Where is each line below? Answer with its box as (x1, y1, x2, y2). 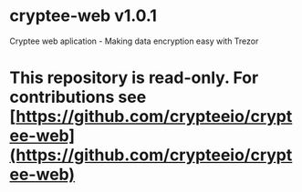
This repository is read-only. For (9, 67, 259, 88)
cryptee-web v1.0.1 (9, 5, 157, 26)
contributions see (9, 87, 147, 107)
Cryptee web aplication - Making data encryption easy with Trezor (9, 35, 259, 46)
